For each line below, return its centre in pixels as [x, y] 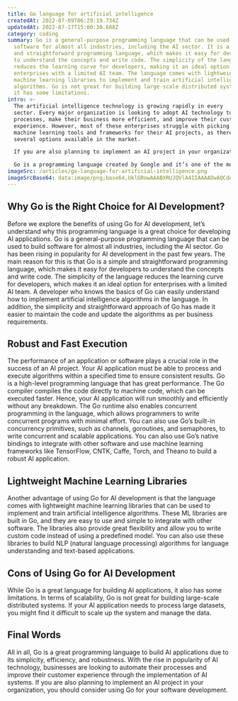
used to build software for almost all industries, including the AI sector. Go [115, 246]
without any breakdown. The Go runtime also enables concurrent [102, 406]
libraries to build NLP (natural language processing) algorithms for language [118, 544]
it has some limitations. [52, 93]
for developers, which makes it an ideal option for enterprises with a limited [117, 284]
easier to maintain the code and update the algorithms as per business [110, 314]
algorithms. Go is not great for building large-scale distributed [115, 86]
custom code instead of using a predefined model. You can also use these [116, 536]
